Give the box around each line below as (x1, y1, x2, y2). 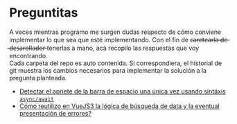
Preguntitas (9, 5, 78, 21)
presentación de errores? (19, 109, 92, 117)
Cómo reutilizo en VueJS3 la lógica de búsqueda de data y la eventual (19, 102, 220, 110)
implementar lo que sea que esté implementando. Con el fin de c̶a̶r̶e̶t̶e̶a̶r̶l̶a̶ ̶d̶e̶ (9, 35, 228, 44)
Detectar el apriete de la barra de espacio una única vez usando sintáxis (19, 87, 226, 95)
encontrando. (9, 51, 49, 60)
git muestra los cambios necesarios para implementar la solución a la (9, 66, 207, 74)
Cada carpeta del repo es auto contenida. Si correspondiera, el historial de (9, 59, 222, 67)
